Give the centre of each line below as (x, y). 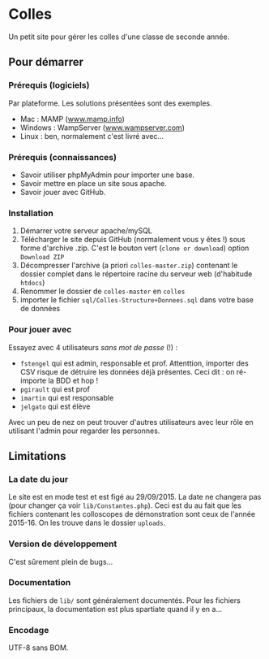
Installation (31, 213)
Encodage (29, 630)
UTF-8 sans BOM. (38, 648)
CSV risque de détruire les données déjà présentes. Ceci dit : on (127, 371)
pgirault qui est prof (55, 389)
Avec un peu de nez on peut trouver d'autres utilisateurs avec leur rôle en (131, 422)
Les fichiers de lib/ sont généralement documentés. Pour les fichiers (124, 600)
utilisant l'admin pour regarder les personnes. (84, 431)
